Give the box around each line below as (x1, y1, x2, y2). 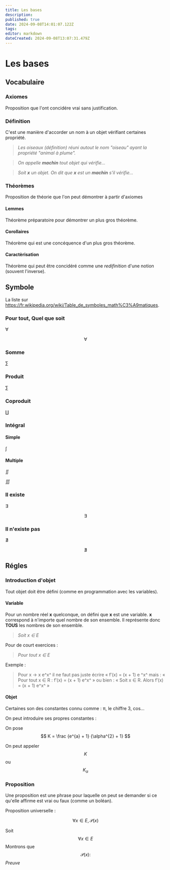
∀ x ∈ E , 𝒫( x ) (72, 818, 99, 824)
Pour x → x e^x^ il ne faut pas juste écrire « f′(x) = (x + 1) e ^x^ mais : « (17, 671, 165, 677)
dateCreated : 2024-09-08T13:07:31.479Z (5, 36, 90, 41)
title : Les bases (5, 7, 42, 13)
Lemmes (5, 205, 24, 211)
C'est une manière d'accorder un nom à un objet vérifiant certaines (5, 129, 146, 135)
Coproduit (5, 397, 31, 404)
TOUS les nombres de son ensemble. (5, 622, 84, 628)
